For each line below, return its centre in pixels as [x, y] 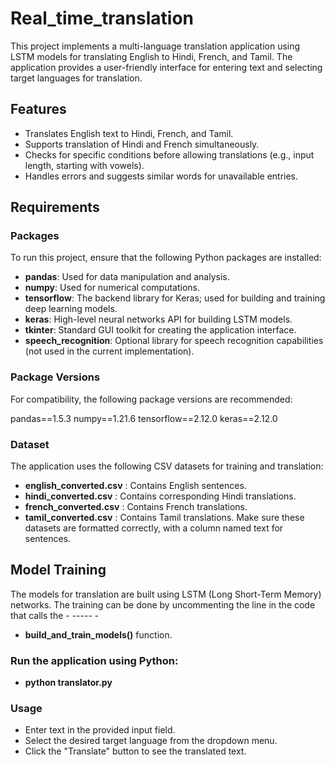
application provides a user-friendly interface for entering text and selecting [166, 67]
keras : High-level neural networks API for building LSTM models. [158, 319]
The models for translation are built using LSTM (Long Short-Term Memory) [166, 594]
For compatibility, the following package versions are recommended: [151, 399]
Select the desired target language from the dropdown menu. [151, 741]
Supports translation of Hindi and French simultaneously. [142, 144]
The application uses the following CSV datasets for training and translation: [167, 466]
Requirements [55, 207]
